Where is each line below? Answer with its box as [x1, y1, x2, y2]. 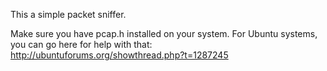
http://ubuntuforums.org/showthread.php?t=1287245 [10, 49, 229, 61]
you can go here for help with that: [10, 39, 153, 50]
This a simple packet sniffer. [10, 9, 127, 20]
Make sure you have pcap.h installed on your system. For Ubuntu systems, [10, 28, 318, 39]
